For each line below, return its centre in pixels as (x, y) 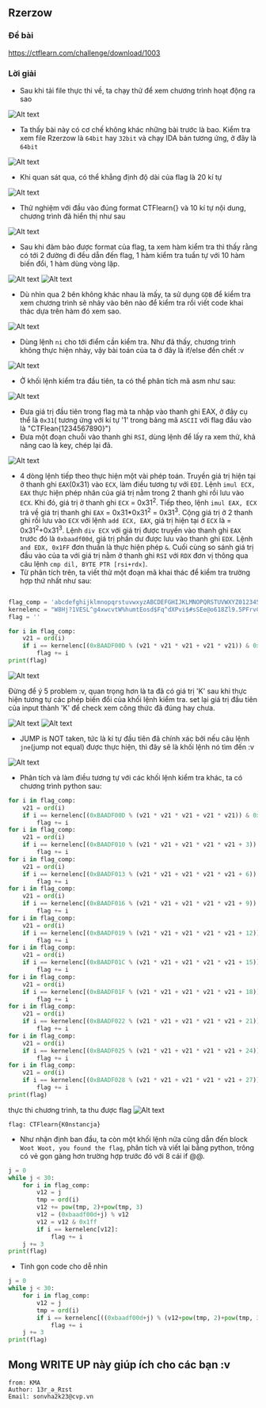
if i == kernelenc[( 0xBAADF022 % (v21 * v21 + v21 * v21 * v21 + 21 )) (141, 1021)
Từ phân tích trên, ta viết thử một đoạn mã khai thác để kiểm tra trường (135, 572)
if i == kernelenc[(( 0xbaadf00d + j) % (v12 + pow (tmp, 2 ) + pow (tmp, (145, 1318)
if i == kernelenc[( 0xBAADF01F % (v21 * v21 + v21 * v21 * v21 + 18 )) (141, 992)
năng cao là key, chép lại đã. (66, 445)
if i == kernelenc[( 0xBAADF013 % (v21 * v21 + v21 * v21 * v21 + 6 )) (140, 874)
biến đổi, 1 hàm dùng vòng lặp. (70, 264)
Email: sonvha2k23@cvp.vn (51, 1397)
